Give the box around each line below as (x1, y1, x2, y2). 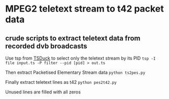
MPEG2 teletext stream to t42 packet (5, 3, 164, 15)
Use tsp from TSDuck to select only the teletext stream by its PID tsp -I (5, 55, 156, 61)
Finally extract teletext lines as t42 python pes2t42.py (5, 79, 117, 85)
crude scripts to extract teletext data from (5, 34, 141, 42)
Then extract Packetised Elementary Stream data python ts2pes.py (5, 69, 146, 75)
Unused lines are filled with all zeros (5, 89, 81, 95)
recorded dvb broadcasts (5, 41, 87, 51)
